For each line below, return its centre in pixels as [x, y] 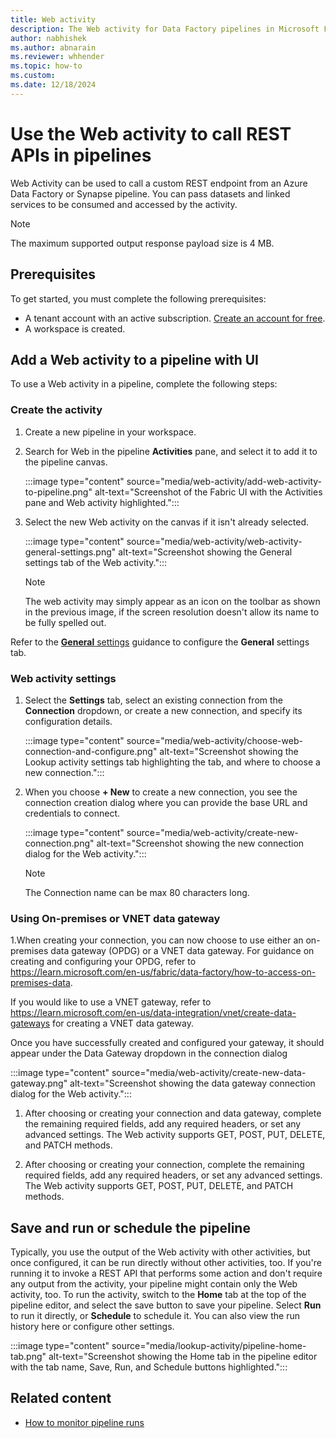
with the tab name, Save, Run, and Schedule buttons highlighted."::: [149, 1367]
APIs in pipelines [81, 155]
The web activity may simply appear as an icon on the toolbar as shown [172, 601]
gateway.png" [39, 1083]
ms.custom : [33, 76]
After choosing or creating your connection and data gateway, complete [173, 1113]
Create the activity [56, 410]
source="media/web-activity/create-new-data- [209, 1073]
